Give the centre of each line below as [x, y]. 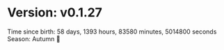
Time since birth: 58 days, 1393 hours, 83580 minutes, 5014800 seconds [112, 32]
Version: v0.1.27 [55, 13]
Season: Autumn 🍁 [34, 38]
